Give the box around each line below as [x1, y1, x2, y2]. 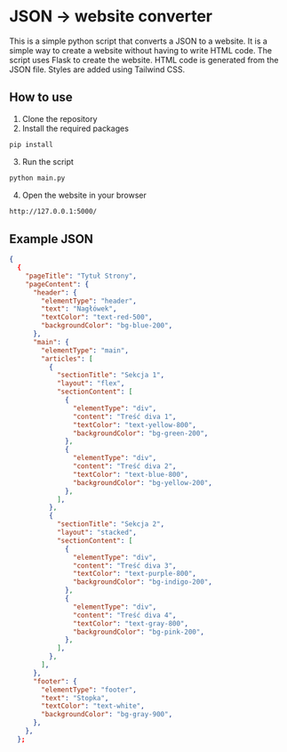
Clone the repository [21, 113, 98, 124]
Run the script [21, 156, 74, 166]
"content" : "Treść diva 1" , [72, 412, 177, 421]
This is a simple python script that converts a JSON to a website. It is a [9, 36, 268, 46]
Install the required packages [21, 123, 129, 133]
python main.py [9, 174, 66, 182]
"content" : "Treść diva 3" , [72, 561, 177, 570]
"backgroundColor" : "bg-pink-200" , [72, 627, 204, 636]
